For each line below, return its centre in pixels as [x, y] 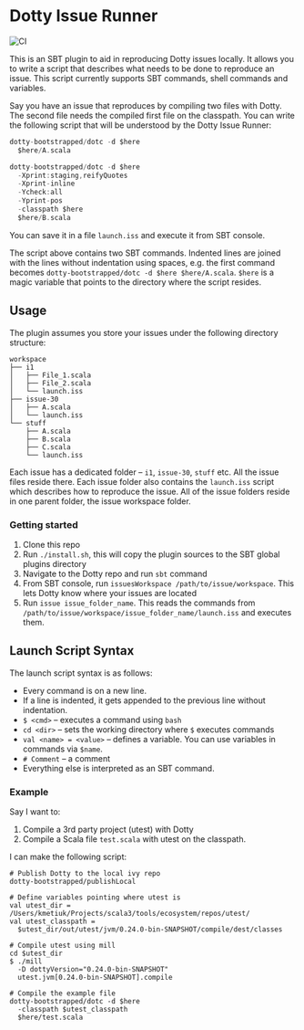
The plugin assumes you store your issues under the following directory [144, 332]
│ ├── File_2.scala [51, 383]
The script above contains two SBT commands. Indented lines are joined [145, 253]
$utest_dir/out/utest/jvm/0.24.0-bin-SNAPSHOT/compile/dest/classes [150, 930]
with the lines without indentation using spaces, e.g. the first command [142, 262]
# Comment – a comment [66, 758]
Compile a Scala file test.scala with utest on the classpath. [134, 839]
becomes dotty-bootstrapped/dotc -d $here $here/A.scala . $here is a [142, 272]
